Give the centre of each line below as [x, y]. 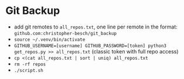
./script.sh [28, 70]
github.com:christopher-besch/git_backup [65, 33]
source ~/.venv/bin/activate [50, 39]
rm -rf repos [30, 64]
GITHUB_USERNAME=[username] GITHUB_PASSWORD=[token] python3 [90, 46]
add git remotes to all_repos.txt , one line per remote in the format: [96, 27]
